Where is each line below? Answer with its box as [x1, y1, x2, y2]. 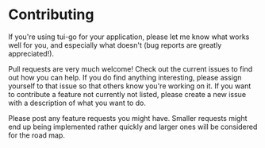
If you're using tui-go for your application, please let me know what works [8, 32, 250, 41]
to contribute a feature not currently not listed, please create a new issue [8, 89, 247, 99]
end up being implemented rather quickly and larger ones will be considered [8, 122, 258, 131]
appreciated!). [8, 49, 54, 58]
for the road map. [8, 130, 66, 140]
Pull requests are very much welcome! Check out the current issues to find [8, 64, 252, 73]
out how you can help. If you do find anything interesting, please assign [8, 72, 242, 82]
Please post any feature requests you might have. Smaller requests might [8, 113, 248, 123]
